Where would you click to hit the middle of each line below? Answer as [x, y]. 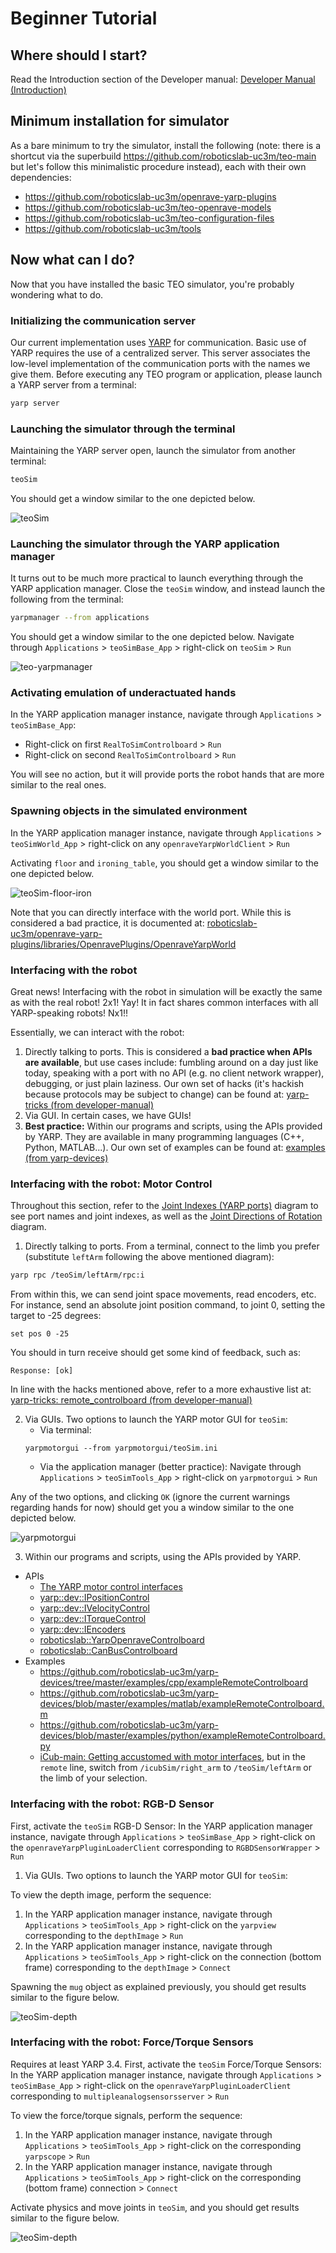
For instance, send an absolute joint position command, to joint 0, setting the [168, 1305]
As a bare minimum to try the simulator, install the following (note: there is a [165, 145]
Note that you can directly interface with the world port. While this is [151, 912]
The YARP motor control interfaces [111, 1587]
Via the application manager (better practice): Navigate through [170, 1467]
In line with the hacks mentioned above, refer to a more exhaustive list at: [161, 1389]
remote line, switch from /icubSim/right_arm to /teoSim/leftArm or [175, 1768]
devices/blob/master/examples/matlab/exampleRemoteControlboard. [182, 1704]
